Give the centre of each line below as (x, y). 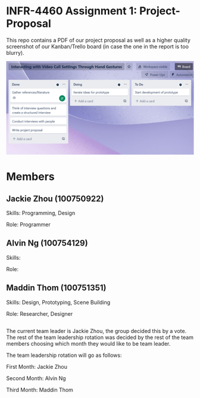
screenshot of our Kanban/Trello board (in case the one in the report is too (98, 46)
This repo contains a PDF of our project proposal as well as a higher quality (98, 40)
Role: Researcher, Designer (40, 313)
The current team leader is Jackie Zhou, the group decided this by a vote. (96, 331)
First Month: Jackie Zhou (37, 366)
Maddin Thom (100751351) (56, 288)
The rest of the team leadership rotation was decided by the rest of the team (100, 337)
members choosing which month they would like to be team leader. (88, 343)
